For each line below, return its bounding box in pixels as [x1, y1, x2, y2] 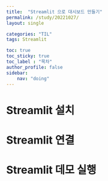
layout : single [6, 20, 44, 26]
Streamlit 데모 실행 [6, 163, 97, 177]
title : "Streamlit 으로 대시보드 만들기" [6, 8, 103, 15]
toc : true [6, 48, 31, 54]
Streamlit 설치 [6, 103, 75, 117]
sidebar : [6, 70, 28, 76]
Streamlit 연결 [6, 133, 75, 147]
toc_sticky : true [6, 53, 50, 59]
